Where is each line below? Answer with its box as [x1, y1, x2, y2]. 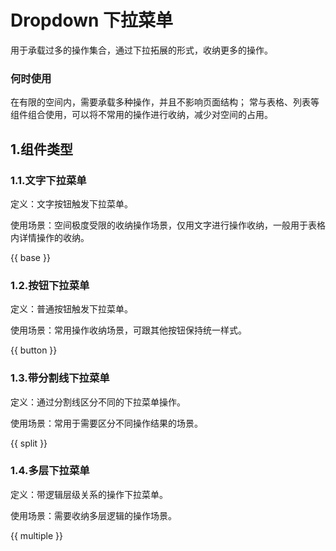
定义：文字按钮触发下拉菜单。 [10, 197, 133, 210]
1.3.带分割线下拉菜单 [10, 371, 110, 385]
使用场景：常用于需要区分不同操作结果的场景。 [10, 417, 203, 429]
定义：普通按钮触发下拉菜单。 [10, 303, 133, 315]
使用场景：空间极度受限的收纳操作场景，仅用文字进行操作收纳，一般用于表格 [10, 219, 326, 231]
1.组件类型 [10, 141, 74, 158]
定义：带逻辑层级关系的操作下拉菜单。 [10, 488, 168, 500]
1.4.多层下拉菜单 [10, 464, 90, 478]
